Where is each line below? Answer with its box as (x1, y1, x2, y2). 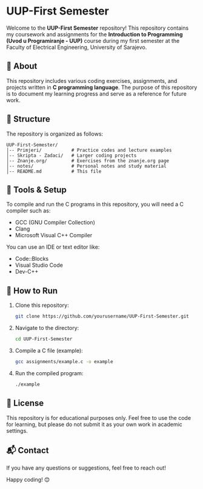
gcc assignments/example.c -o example (15, 358, 113, 364)
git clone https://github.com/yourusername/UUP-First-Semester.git (15, 313, 189, 320)
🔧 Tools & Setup (6, 185, 67, 195)
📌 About (6, 61, 38, 71)
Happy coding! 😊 (6, 476, 50, 484)
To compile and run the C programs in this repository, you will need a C (6, 201, 184, 208)
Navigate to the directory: (15, 324, 79, 332)
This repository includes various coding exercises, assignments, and (6, 77, 178, 84)
